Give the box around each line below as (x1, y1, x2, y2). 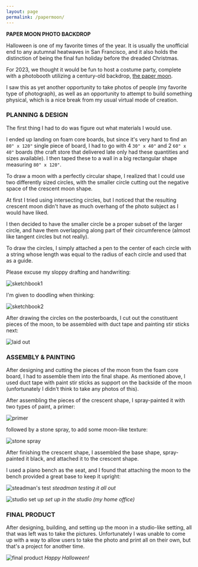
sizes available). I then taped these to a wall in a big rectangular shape (6, 154, 177, 161)
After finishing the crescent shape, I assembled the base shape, (6, 449, 161, 456)
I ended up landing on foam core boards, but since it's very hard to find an (6, 135, 187, 142)
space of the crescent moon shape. (6, 184, 93, 192)
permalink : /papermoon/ (6, 14, 65, 20)
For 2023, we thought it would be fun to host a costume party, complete (6, 66, 181, 73)
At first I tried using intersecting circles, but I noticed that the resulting (6, 196, 177, 203)
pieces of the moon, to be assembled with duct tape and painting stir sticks (6, 320, 190, 328)
